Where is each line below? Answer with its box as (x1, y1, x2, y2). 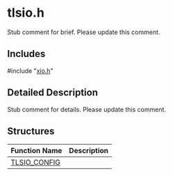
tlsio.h (7, 5, 45, 21)
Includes (7, 48, 46, 60)
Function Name (10, 146, 63, 156)
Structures (7, 125, 55, 137)
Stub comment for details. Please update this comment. (7, 105, 167, 113)
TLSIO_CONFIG (10, 158, 60, 168)
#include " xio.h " (7, 66, 53, 74)
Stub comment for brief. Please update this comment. (7, 28, 160, 36)
